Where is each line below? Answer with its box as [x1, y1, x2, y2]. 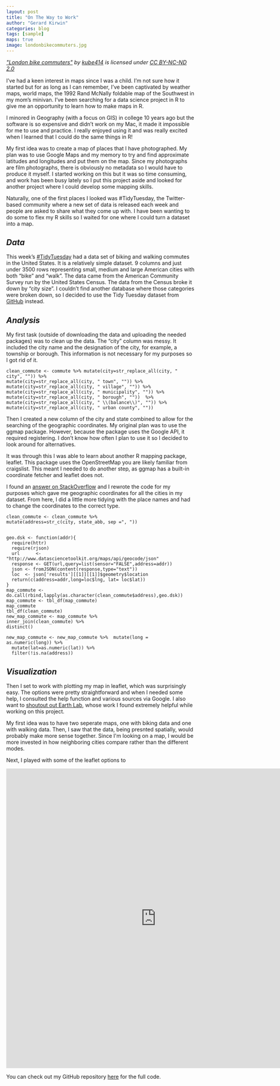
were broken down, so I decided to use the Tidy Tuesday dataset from [6, 291, 179, 298]
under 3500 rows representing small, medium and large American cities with [6, 266, 194, 273]
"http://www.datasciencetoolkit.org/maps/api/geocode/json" [6, 556, 160, 562]
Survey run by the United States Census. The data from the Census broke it [6, 279, 193, 286]
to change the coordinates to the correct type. [6, 502, 120, 509]
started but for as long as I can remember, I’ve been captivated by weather [6, 83, 190, 90]
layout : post [6, 8, 39, 15]
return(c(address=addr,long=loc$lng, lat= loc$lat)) [11, 577, 146, 583]
